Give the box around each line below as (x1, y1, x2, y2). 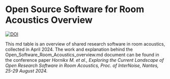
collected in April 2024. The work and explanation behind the (5, 46, 133, 52)
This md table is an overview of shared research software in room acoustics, (5, 41, 165, 47)
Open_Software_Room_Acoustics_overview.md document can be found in (5, 52, 160, 58)
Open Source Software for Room (5, 4, 145, 15)
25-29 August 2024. (5, 67, 48, 74)
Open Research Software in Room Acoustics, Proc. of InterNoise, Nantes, (5, 62, 159, 68)
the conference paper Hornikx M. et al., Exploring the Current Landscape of (5, 57, 164, 63)
